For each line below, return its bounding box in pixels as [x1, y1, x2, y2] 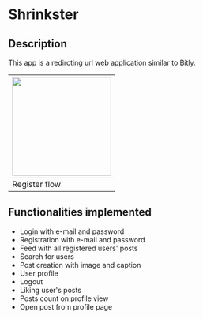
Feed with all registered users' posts [19, 243, 138, 253]
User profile [19, 268, 59, 278]
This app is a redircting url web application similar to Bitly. [8, 58, 196, 67]
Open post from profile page [19, 302, 113, 311]
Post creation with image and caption [19, 260, 141, 269]
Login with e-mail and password [19, 227, 125, 236]
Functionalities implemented [8, 205, 152, 219]
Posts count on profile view [19, 294, 109, 303]
